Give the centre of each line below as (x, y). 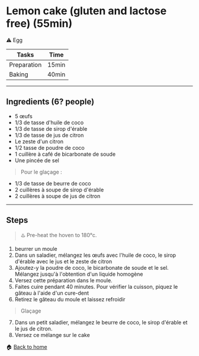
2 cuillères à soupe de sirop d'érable (59, 190)
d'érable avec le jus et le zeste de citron (63, 261)
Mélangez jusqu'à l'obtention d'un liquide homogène (79, 274)
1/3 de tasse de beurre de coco (53, 183)
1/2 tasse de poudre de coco (49, 147)
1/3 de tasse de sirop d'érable (51, 128)
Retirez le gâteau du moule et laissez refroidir (70, 299)
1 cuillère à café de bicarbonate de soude (65, 154)
